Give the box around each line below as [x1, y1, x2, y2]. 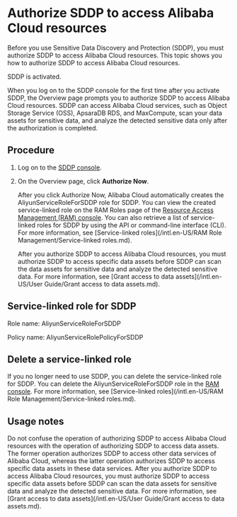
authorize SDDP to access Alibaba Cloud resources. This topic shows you [7, 51, 223, 60]
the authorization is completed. [7, 123, 98, 132]
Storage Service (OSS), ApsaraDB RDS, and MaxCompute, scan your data [7, 109, 223, 117]
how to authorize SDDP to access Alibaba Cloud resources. [7, 58, 180, 67]
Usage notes [7, 415, 64, 427]
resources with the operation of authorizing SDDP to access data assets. [7, 442, 219, 450]
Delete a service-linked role [7, 353, 132, 365]
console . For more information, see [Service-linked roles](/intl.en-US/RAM [7, 387, 224, 396]
